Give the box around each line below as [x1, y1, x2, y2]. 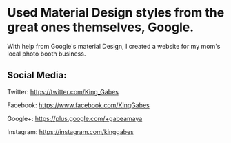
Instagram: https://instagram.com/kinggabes [7, 127, 134, 135]
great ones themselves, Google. [7, 19, 194, 35]
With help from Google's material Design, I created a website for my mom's [7, 42, 221, 50]
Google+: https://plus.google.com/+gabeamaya [7, 114, 143, 122]
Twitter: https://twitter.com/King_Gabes [7, 87, 119, 96]
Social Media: [7, 69, 67, 81]
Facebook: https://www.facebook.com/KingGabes [7, 101, 150, 109]
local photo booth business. [7, 49, 86, 58]
